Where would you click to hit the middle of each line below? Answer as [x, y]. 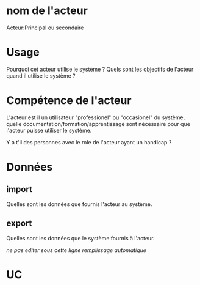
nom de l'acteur [47, 11]
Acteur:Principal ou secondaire [45, 28]
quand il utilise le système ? [41, 76]
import [19, 189]
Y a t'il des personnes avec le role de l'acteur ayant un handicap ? [89, 142]
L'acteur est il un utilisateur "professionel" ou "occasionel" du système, [96, 117]
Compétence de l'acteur [69, 101]
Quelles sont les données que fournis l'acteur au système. [79, 204]
